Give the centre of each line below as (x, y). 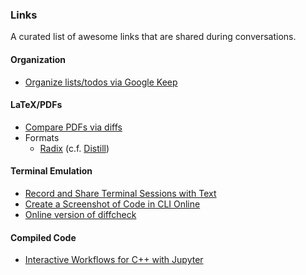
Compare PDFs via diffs (73, 127)
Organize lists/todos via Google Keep (101, 82)
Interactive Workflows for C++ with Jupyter (114, 260)
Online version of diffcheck (80, 214)
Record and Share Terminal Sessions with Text (120, 193)
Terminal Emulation (51, 171)
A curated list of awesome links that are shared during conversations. (153, 37)
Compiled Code (43, 237)
